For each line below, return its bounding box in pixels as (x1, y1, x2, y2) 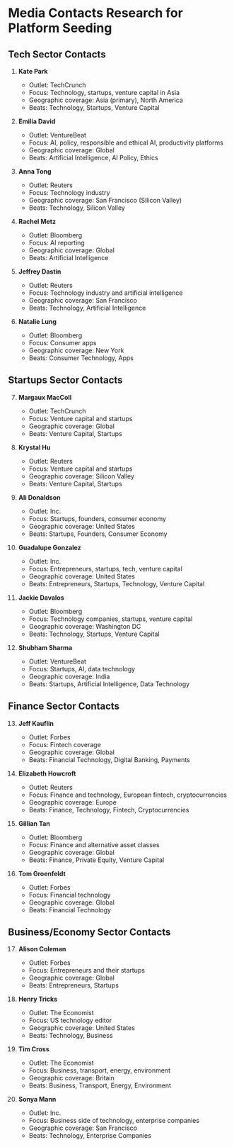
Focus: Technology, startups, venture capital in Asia (28, 89, 180, 96)
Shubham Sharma (18, 643, 73, 651)
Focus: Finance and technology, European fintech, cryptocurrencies (28, 790, 227, 799)
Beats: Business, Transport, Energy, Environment (28, 1081, 172, 1090)
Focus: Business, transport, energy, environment (28, 1066, 171, 1075)
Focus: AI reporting (28, 239, 86, 247)
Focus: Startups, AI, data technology (28, 664, 136, 673)
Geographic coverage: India (28, 672, 110, 681)
